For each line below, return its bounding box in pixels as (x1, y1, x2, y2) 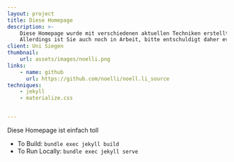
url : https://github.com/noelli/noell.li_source (25, 75, 170, 82)
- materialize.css (19, 95, 73, 102)
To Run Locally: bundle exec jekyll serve (17, 147, 139, 155)
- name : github (19, 68, 64, 75)
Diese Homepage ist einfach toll (7, 126, 99, 134)
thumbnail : (7, 50, 39, 57)
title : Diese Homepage (7, 17, 73, 24)
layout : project (7, 10, 54, 17)
